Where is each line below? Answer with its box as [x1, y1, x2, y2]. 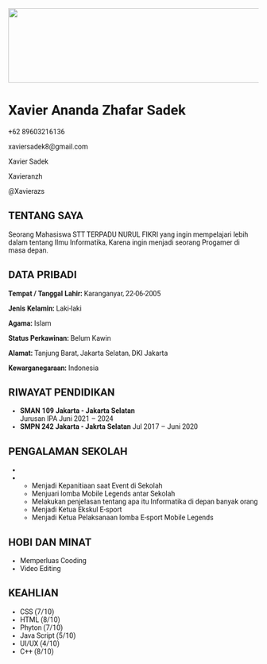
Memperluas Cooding [19, 556, 87, 565]
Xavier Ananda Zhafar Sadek [8, 102, 186, 119]
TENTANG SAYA [8, 210, 83, 222]
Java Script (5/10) [19, 631, 76, 640]
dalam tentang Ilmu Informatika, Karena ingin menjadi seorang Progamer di [8, 237, 240, 247]
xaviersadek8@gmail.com [8, 142, 89, 151]
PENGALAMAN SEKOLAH [8, 445, 128, 457]
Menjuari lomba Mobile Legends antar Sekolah [31, 489, 176, 499]
